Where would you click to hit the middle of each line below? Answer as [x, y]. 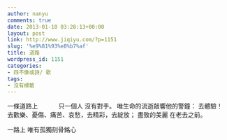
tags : [15, 79]
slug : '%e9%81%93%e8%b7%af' [48, 46]
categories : [24, 66]
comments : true [29, 20]
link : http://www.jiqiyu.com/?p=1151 [62, 40]
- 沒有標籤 [21, 85]
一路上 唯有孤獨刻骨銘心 [42, 129]
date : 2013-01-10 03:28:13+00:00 [56, 27]
